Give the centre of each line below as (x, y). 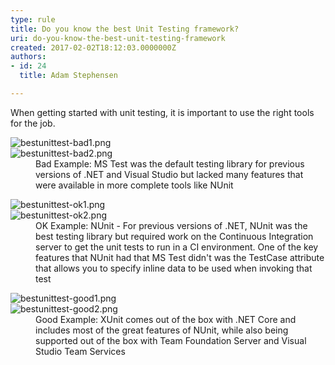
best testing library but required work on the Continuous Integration (174, 236)
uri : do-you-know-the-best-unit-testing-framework (118, 38)
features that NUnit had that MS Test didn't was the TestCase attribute (180, 257)
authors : (28, 57)
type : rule (33, 19)
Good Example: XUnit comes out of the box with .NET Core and (166, 319)
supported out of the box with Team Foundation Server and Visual (171, 340)
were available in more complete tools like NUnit (134, 185)
